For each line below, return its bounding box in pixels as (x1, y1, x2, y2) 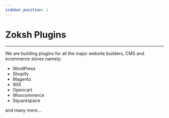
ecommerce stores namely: (5, 56, 62, 62)
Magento (12, 76, 32, 82)
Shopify (12, 71, 29, 77)
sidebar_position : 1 (5, 7, 49, 13)
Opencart (12, 86, 33, 93)
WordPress (12, 65, 36, 71)
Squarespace (12, 97, 40, 103)
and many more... (5, 107, 42, 113)
